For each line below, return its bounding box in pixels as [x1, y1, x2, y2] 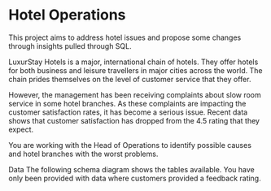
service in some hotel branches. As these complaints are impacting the [8, 98, 247, 108]
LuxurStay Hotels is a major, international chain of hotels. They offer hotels [8, 57, 259, 67]
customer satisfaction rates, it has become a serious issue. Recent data [8, 107, 248, 117]
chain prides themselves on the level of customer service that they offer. [8, 74, 251, 84]
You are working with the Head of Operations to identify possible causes [8, 140, 252, 150]
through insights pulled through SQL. [8, 41, 132, 50]
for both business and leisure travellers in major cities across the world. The [8, 65, 263, 75]
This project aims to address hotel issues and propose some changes [8, 33, 242, 42]
